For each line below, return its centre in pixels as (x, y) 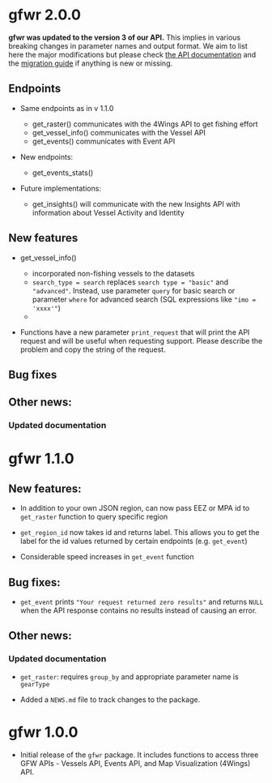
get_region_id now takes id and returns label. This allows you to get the (140, 533)
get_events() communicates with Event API (104, 141)
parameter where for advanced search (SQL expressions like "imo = (144, 299)
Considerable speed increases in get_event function (107, 557)
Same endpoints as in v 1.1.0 (67, 108)
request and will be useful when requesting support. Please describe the (141, 340)
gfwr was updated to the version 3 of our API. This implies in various (125, 37)
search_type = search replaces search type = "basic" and (130, 282)
